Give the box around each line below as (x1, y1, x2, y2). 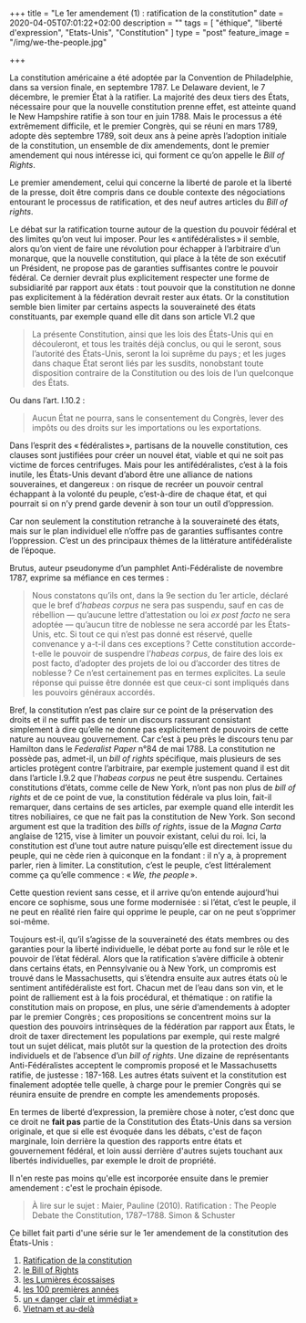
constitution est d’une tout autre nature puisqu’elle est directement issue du (9, 840, 293, 851)
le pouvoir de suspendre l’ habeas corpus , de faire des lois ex (53, 648, 284, 659)
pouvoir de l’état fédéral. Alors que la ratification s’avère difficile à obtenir (9, 953, 284, 964)
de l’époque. (9, 545, 56, 556)
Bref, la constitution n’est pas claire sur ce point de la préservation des (9, 704, 274, 715)
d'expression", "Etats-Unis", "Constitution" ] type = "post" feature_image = (9, 27, 291, 37)
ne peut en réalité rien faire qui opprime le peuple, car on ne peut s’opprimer (9, 907, 296, 917)
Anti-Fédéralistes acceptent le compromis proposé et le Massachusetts (9, 1060, 278, 1070)
